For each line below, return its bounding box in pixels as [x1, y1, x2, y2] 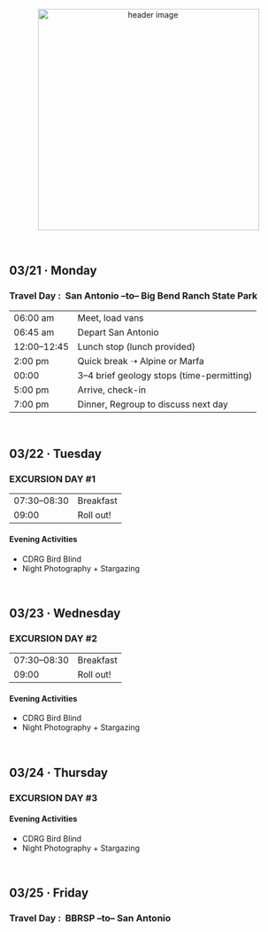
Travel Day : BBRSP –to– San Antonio [9, 913, 172, 925]
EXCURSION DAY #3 [9, 791, 98, 804]
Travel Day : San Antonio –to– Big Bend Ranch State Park [9, 290, 258, 302]
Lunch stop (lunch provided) [77, 340, 196, 353]
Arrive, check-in [77, 384, 147, 396]
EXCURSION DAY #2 [9, 632, 98, 644]
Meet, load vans [77, 311, 144, 323]
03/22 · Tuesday [9, 447, 102, 462]
